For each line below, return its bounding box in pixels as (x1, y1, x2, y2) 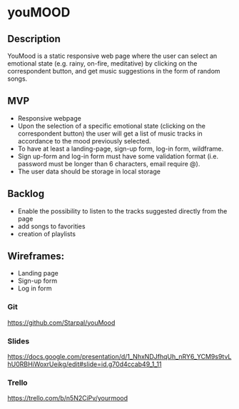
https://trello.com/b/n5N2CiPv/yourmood (7, 394, 128, 403)
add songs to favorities (17, 222, 86, 231)
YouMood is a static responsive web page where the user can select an (7, 51, 218, 60)
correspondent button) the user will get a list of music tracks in (17, 129, 203, 138)
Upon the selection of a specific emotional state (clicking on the (17, 121, 205, 130)
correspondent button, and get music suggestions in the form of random (7, 67, 220, 75)
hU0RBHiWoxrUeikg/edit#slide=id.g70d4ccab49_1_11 (7, 360, 162, 368)
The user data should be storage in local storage (17, 167, 161, 176)
